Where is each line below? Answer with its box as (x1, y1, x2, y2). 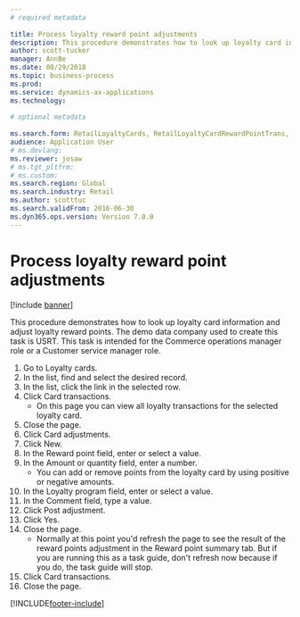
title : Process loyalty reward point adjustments (10, 29, 199, 38)
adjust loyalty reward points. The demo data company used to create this (10, 326, 279, 337)
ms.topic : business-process (10, 71, 115, 80)
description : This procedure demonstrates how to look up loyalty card (10, 38, 281, 47)
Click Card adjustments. (22, 429, 111, 439)
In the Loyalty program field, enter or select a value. (22, 486, 214, 496)
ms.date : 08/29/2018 (10, 63, 87, 72)
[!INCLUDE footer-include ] (10, 597, 105, 608)
